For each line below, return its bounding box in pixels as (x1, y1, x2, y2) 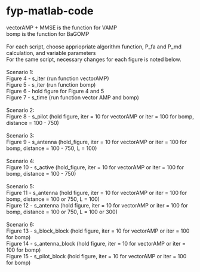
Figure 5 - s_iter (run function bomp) (6, 81, 96, 88)
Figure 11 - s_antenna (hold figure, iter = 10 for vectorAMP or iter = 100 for (6, 189, 187, 196)
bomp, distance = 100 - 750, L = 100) (6, 145, 97, 152)
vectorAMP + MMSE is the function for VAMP (6, 24, 118, 31)
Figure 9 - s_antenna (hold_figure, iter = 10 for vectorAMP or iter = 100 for (6, 138, 187, 145)
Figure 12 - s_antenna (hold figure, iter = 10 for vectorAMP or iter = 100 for (6, 201, 188, 209)
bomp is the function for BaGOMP (6, 30, 90, 37)
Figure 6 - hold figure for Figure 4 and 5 (6, 87, 104, 94)
